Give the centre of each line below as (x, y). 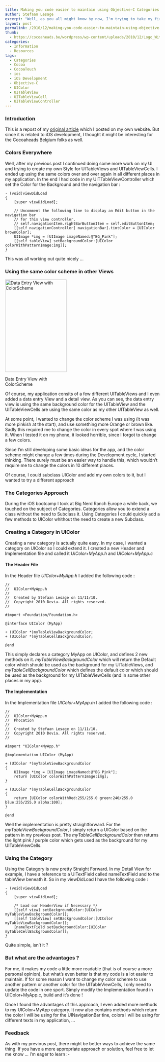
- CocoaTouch (23, 70)
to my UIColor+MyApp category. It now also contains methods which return (82, 1010)
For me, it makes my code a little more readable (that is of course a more (79, 969)
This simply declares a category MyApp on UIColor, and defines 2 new (76, 654)
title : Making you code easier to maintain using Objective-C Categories (82, 10)
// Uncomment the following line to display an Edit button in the (84, 211)
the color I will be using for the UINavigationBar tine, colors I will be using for (82, 1015)
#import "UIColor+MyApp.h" (33, 746)
